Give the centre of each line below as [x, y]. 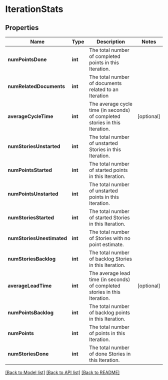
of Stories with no [110, 238]
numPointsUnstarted [33, 194]
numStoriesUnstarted [34, 146]
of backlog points [109, 312]
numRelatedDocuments [36, 86]
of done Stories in [110, 354]
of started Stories [109, 217]
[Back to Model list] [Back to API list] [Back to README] [62, 372]
